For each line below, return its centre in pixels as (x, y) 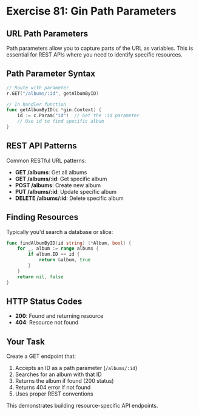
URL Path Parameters (47, 34)
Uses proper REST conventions (54, 394)
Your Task (26, 341)
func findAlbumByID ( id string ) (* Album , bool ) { (69, 243)
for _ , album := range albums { (58, 249)
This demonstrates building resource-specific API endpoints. (82, 406)
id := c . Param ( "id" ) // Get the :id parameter (78, 116)
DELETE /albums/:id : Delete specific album (69, 198)
